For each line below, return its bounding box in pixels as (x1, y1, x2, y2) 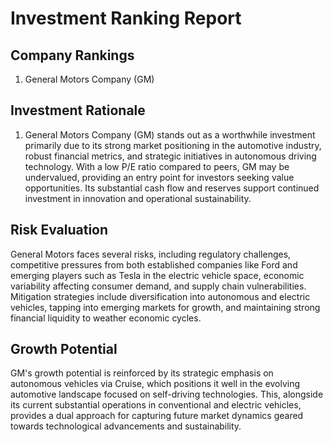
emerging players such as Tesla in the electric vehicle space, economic (10, 269, 305, 281)
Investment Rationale (10, 102, 146, 119)
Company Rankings (10, 47, 135, 64)
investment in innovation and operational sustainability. (24, 192, 252, 204)
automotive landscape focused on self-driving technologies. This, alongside (10, 388, 324, 401)
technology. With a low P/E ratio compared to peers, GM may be (24, 160, 290, 172)
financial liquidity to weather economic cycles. (10, 312, 202, 324)
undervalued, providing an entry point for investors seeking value (24, 171, 295, 183)
